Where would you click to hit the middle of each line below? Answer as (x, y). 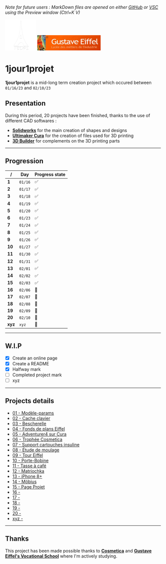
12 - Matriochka (28, 471)
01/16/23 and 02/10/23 (28, 88)
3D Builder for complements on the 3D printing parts (66, 141)
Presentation (25, 104)
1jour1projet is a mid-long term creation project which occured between (78, 82)
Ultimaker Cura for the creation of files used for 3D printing (73, 136)
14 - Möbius (24, 482)
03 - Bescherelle (29, 423)
